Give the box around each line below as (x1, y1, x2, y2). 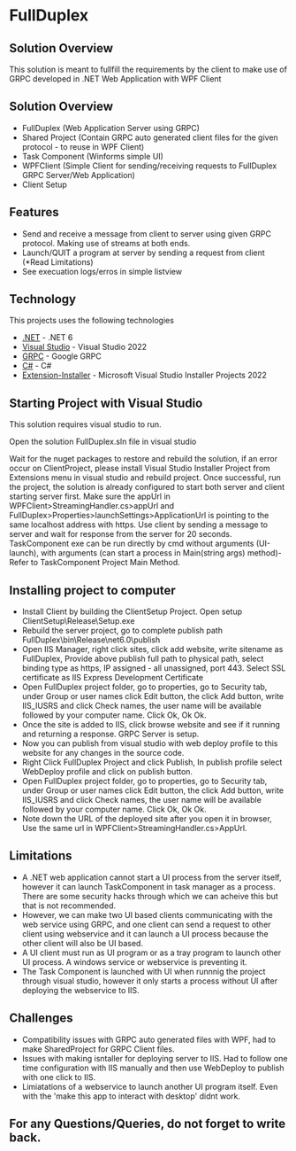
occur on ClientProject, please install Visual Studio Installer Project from (9, 463, 271, 474)
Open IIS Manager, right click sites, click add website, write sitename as (21, 644, 284, 655)
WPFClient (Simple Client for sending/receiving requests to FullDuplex (21, 160, 277, 171)
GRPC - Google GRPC (21, 351, 102, 362)
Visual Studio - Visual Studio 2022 (21, 342, 148, 353)
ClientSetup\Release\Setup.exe (21, 616, 135, 626)
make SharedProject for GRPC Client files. (21, 1043, 175, 1054)
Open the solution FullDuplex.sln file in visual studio (9, 436, 197, 447)
